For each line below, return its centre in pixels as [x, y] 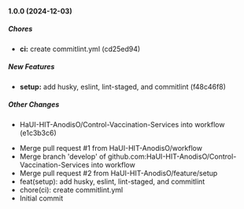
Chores [20, 29]
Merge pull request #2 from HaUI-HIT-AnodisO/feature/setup [118, 173]
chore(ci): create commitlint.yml [71, 189]
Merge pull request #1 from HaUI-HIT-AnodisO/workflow [111, 148]
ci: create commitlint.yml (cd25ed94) [80, 49]
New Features [31, 67]
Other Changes [34, 104]
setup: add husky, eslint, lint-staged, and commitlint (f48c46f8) [123, 86]
